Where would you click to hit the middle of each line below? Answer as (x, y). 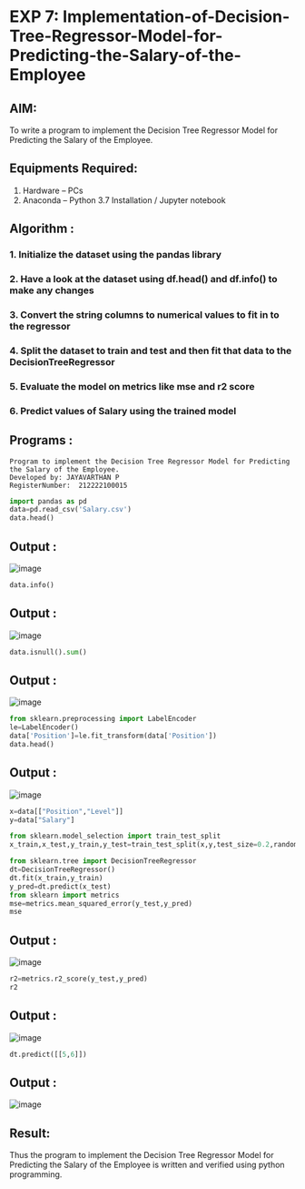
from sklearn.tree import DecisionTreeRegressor (103, 861)
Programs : (41, 440)
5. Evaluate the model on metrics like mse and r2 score (132, 386)
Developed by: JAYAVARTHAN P (64, 477)
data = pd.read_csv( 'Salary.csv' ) (70, 510)
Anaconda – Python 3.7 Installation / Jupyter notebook (124, 200)
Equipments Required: (74, 169)
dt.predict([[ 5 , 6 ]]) (49, 1054)
